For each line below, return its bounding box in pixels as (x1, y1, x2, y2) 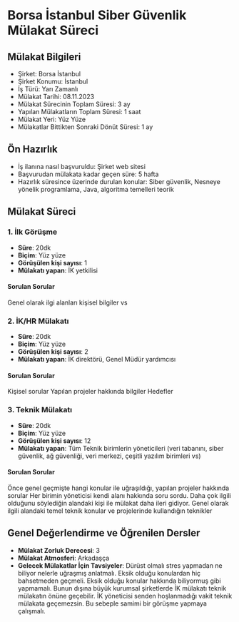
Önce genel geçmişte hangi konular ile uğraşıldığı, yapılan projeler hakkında (7, 484, 230, 492)
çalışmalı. (17, 606, 46, 615)
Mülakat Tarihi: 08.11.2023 (17, 93, 95, 101)
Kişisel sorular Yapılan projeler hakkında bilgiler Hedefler (7, 387, 173, 396)
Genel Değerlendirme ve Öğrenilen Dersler (7, 527, 200, 539)
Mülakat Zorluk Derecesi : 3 (17, 546, 100, 554)
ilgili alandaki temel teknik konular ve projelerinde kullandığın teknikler (7, 506, 213, 515)
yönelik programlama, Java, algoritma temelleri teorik (17, 185, 175, 193)
